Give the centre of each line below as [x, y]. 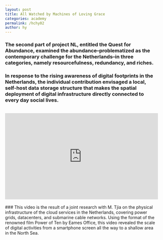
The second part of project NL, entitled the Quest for [68, 45]
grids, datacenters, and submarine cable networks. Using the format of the [80, 217]
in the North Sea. [22, 233]
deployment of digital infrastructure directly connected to [74, 94]
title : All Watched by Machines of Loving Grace [55, 14]
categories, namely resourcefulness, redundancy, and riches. [79, 63]
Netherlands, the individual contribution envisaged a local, [76, 82]
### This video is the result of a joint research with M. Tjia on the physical [79, 207]
